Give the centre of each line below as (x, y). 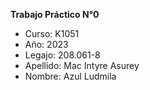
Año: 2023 (46, 44)
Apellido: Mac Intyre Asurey (82, 65)
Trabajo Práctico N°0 (55, 14)
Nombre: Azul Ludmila (70, 76)
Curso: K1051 (52, 33)
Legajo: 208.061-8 (62, 55)
